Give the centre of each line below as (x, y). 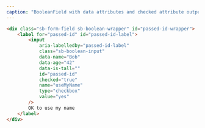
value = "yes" (54, 97)
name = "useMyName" (61, 85)
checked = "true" (58, 80)
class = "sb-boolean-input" (72, 52)
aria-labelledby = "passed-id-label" (84, 46)
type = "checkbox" (59, 91)
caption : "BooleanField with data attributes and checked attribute (95, 12)
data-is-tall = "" (59, 68)
